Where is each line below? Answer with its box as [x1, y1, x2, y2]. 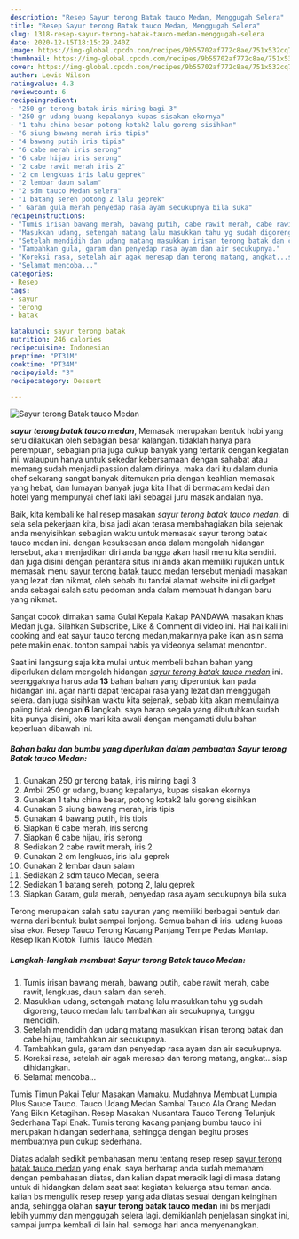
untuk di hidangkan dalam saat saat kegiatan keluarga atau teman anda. [10, 1182, 272, 1193]
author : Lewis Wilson [10, 71, 90, 80]
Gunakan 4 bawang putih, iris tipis [22, 813, 148, 824]
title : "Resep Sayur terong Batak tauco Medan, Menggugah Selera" [10, 21, 261, 30]
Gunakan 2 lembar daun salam [22, 860, 136, 872]
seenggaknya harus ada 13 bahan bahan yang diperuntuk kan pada [10, 676, 256, 687]
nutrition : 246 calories [10, 335, 102, 344]
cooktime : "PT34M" [10, 359, 78, 369]
